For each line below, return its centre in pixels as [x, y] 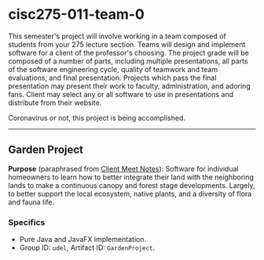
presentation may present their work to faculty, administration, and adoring [129, 86]
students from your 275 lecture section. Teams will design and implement [127, 44]
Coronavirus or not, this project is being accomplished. [97, 117]
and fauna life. [31, 202]
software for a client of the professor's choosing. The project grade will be [128, 52]
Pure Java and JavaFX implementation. [83, 240]
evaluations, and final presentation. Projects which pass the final [112, 78]
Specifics [27, 222]
